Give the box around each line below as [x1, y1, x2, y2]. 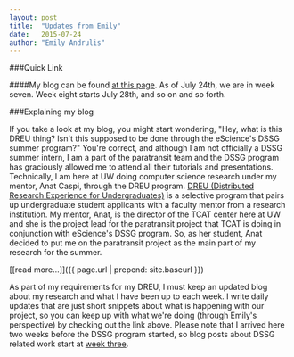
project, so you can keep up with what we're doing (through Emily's [9, 310, 257, 321]
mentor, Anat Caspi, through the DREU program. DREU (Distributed [9, 180, 255, 192]
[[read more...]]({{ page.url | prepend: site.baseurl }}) [9, 264, 205, 275]
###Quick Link [9, 62, 63, 73]
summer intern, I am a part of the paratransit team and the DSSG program [9, 153, 279, 163]
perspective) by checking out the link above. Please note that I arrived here [9, 320, 285, 330]
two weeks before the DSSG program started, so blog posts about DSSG [9, 329, 275, 340]
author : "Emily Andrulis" [9, 37, 105, 47]
